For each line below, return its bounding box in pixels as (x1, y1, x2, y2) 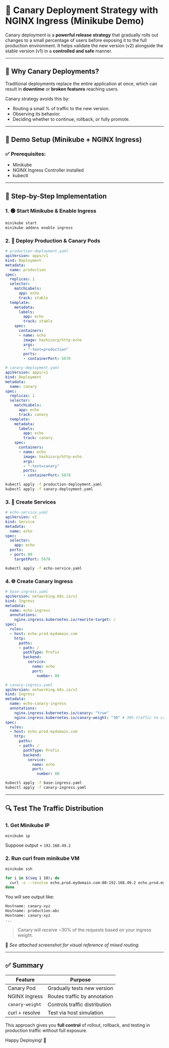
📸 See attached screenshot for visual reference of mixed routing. (5, 942, 140, 948)
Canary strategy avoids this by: (5, 96, 70, 102)
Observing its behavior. (12, 111, 61, 117)
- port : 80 (10, 552, 33, 557)
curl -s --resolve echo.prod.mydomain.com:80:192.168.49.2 (10, 880, 136, 885)
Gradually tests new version (47, 985, 114, 992)
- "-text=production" (23, 347, 69, 352)
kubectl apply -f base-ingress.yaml (5, 780, 82, 785)
